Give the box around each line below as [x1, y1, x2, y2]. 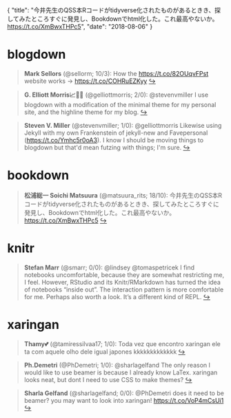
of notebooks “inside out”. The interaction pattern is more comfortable [23, 285, 224, 294]
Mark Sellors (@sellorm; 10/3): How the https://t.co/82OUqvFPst [23, 69, 209, 77]
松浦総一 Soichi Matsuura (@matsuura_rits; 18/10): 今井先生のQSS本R [23, 191, 223, 199]
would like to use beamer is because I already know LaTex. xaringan [23, 368, 218, 377]
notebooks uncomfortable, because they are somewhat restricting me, [23, 270, 225, 278]
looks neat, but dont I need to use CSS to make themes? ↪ [23, 375, 192, 383]
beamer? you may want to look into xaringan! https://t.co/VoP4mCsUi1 [23, 396, 224, 404]
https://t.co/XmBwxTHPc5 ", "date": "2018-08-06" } [7, 23, 153, 30]
